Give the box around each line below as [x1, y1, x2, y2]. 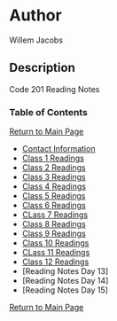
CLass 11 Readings [21, 247, 90, 258]
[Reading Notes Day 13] [21, 266, 109, 277]
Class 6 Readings [21, 200, 86, 211]
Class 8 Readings [21, 219, 86, 230]
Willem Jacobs [9, 35, 64, 45]
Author [9, 5, 62, 26]
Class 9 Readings [21, 228, 86, 239]
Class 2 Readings [21, 162, 86, 173]
